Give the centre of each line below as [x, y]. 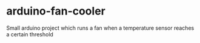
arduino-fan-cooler [56, 11]
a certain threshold [30, 34]
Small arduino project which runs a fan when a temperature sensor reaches [100, 28]
